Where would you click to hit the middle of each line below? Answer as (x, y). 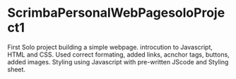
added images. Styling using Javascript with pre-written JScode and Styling (118, 62)
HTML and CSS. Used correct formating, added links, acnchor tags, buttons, (118, 55)
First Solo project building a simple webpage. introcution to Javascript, (110, 47)
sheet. (17, 69)
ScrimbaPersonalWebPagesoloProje (116, 13)
